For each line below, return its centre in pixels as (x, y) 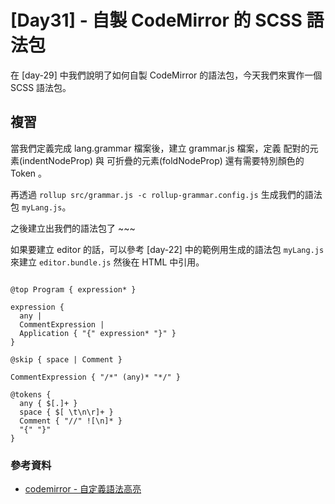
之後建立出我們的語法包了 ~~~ (73, 228)
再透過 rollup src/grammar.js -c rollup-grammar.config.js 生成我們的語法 (166, 194)
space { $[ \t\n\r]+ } (66, 412)
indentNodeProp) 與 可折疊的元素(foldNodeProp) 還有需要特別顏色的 (163, 160)
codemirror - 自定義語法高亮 (83, 489)
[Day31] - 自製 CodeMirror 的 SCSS (156, 20)
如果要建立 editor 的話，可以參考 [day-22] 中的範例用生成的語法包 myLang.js (167, 249)
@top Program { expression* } (73, 289)
